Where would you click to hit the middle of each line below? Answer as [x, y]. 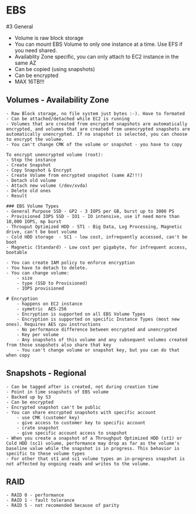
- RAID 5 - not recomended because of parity [62, 506]
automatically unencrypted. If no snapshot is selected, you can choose [97, 134]
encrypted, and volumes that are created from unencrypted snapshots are [98, 129]
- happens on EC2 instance [50, 304]
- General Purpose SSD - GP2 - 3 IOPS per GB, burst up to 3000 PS [90, 211]
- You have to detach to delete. [47, 268]
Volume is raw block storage [49, 38]
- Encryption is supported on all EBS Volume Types [81, 314]
